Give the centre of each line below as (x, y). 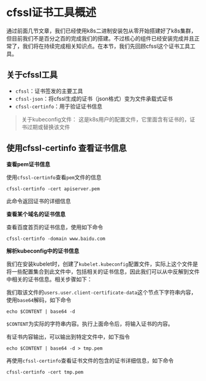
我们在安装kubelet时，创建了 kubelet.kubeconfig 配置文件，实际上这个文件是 (102, 264)
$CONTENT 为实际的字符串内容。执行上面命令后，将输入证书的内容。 (90, 323)
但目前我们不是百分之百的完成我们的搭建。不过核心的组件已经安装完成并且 (100, 38)
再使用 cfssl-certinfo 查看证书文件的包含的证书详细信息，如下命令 (90, 360)
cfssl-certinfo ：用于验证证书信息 (59, 106)
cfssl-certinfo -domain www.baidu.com (56, 239)
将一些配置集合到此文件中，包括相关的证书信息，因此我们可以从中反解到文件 (103, 271)
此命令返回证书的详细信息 (39, 201)
